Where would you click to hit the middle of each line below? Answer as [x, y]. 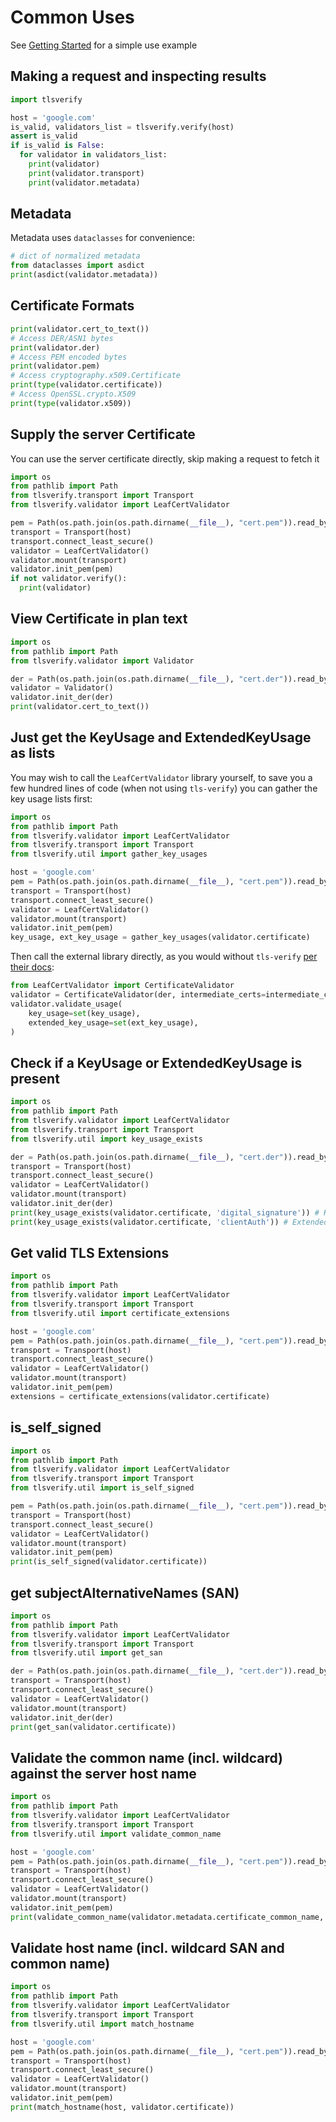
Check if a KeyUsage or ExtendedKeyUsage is [156, 1062]
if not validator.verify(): [69, 579]
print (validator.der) [55, 347]
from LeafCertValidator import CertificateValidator [122, 986]
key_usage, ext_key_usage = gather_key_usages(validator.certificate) [160, 937]
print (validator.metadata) [84, 182]
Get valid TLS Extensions [90, 1253]
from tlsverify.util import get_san [86, 1653]
